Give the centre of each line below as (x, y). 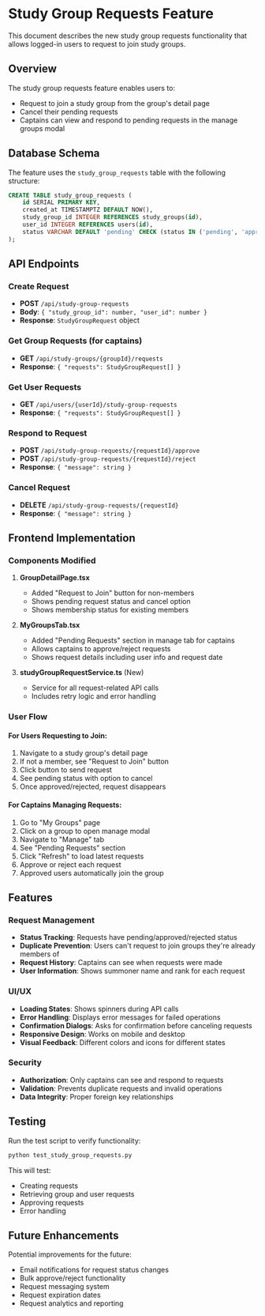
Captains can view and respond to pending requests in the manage (129, 120)
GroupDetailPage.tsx (55, 578)
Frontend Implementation (72, 538)
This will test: (30, 1170)
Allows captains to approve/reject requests (101, 649)
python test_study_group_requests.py (70, 1155)
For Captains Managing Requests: (65, 805)
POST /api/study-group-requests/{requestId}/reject (108, 458)
